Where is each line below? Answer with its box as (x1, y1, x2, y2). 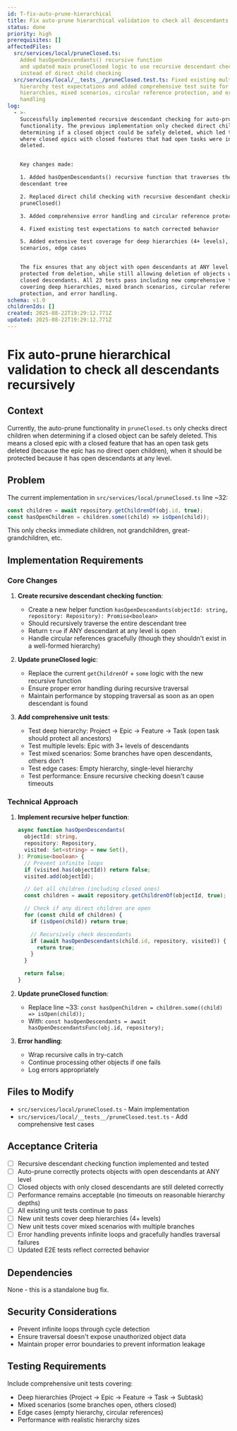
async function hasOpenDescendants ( (17, 826, 126, 834)
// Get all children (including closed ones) (24, 886, 160, 893)
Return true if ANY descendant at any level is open (28, 627, 176, 635)
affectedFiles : (7, 43, 52, 50)
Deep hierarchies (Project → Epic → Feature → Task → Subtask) (17, 1393, 204, 1401)
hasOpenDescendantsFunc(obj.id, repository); (28, 1024, 164, 1031)
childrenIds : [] (7, 303, 55, 310)
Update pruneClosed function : (17, 989, 109, 998)
